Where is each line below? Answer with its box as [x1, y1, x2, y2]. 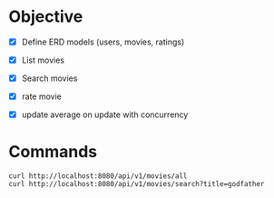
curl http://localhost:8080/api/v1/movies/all [8, 172, 188, 181]
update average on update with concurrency [21, 109, 189, 120]
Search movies [21, 73, 78, 84]
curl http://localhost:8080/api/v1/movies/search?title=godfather [8, 180, 265, 189]
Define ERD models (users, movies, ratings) [21, 36, 185, 47]
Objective [8, 6, 83, 27]
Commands [8, 142, 98, 163]
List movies [21, 54, 65, 65]
